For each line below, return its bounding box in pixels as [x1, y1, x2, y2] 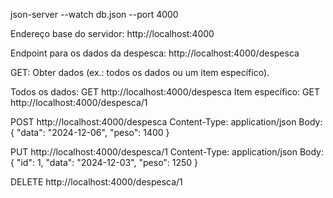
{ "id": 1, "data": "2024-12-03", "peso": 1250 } [10, 157, 199, 168]
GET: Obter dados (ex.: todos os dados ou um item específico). [10, 67, 270, 78]
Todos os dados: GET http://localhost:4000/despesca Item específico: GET [10, 86, 320, 98]
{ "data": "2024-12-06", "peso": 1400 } [10, 127, 170, 138]
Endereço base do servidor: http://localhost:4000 [10, 28, 215, 39]
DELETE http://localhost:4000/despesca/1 [10, 176, 183, 188]
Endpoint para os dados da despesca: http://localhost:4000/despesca [10, 47, 300, 59]
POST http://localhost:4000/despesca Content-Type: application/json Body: [10, 116, 323, 128]
